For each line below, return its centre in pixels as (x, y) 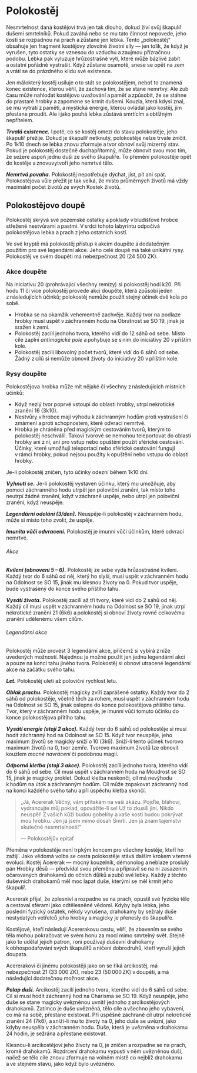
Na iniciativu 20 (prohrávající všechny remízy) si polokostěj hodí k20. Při (94, 284)
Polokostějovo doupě (46, 206)
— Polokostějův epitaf (47, 838)
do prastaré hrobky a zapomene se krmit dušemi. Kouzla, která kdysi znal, (96, 101)
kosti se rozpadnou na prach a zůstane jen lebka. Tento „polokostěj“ (88, 40)
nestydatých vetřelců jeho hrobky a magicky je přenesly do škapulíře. (90, 917)
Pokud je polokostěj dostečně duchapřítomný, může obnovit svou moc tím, (96, 150)
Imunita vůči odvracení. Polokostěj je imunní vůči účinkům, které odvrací (95, 532)
